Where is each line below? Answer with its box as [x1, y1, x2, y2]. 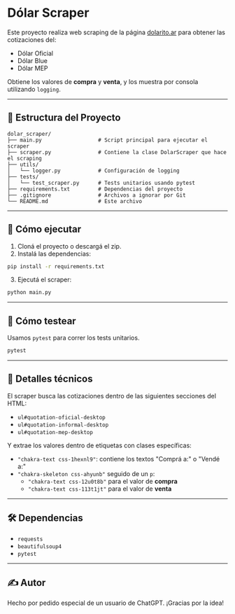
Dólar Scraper [7, 5, 90, 21]
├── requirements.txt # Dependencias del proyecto [7, 186, 183, 193]
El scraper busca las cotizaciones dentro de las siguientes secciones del [7, 391, 217, 400]
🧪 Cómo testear [7, 315, 76, 327]
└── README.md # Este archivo [7, 197, 142, 204]
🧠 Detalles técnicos [7, 373, 93, 385]
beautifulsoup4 [17, 543, 62, 550]
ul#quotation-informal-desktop [17, 421, 109, 428]
